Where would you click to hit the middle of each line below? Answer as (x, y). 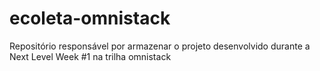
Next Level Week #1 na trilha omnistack (90, 56)
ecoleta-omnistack (90, 18)
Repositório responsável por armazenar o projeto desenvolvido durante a (160, 46)
